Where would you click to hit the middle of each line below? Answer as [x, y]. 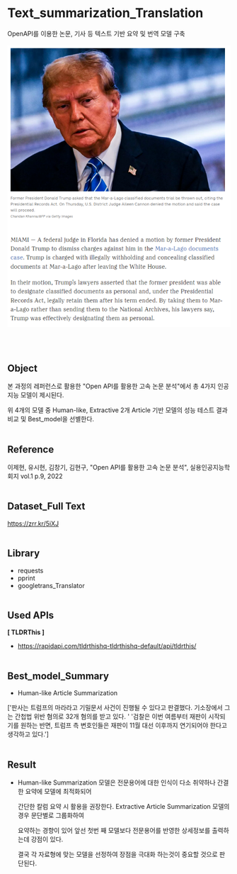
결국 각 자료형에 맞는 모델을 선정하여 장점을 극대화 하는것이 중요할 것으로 [117, 854]
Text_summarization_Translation [105, 13]
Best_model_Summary [58, 676]
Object [22, 368]
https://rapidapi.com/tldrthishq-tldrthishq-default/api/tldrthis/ [107, 646]
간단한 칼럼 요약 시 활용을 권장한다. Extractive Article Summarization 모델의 [123, 806]
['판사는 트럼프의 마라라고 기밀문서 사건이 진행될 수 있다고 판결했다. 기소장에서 [115, 708]
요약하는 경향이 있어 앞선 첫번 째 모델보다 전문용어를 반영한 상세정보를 [114, 830]
